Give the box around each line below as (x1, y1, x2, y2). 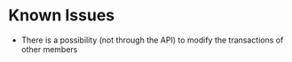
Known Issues (8, 5, 115, 26)
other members (20, 43, 78, 54)
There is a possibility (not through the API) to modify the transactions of (20, 35, 284, 45)
